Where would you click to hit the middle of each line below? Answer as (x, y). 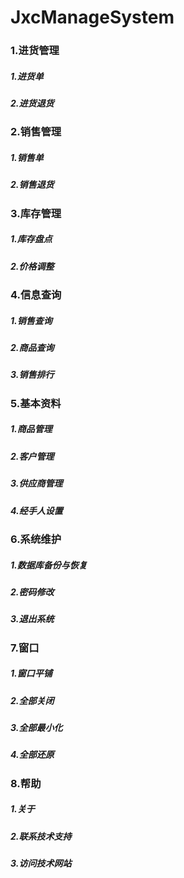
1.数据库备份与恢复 (49, 565)
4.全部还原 (32, 755)
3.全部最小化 (36, 728)
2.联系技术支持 (41, 836)
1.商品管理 (31, 429)
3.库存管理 (36, 213)
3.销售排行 (32, 375)
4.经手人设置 (36, 510)
